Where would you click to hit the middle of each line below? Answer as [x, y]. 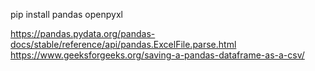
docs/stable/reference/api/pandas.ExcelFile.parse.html [123, 44]
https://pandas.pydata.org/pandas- [83, 33]
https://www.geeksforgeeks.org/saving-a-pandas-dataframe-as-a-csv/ [157, 55]
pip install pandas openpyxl [66, 14]
